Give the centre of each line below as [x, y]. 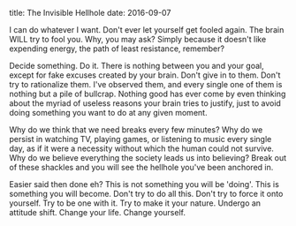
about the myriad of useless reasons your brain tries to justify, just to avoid [145, 103]
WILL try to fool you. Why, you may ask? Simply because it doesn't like [138, 39]
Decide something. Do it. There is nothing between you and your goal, [137, 66]
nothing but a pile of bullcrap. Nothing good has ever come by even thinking [148, 94]
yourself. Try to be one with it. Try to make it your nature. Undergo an [135, 203]
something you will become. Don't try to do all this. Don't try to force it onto [146, 194]
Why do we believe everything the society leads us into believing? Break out [148, 158]
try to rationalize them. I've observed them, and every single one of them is [146, 84]
